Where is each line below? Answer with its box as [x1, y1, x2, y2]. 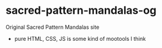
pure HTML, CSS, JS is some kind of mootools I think [14, 35, 146, 42]
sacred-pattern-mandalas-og [5, 4, 157, 17]
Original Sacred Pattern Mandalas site [5, 23, 100, 31]
